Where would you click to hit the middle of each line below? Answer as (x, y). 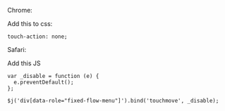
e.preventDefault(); (44, 82)
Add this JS (24, 63)
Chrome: (20, 10)
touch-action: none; (38, 37)
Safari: (17, 50)
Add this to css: (30, 24)
